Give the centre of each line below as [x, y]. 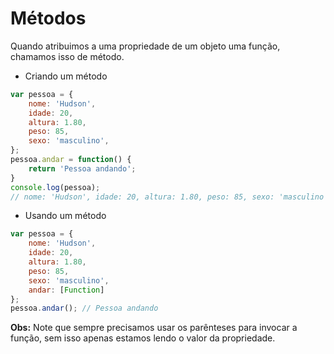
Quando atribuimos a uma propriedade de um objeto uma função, [145, 46]
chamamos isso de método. [67, 56]
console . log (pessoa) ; [55, 187]
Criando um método [66, 76]
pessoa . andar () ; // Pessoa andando [84, 308]
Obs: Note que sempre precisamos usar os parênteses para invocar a [154, 328]
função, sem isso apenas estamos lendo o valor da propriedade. [143, 338]
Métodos [48, 18]
